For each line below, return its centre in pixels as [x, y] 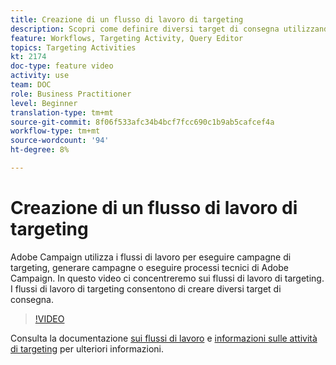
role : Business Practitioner [71, 94]
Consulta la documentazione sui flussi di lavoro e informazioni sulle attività [164, 338]
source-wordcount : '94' [60, 141]
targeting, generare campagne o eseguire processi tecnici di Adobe [149, 267]
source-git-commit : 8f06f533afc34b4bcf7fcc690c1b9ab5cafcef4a [142, 122]
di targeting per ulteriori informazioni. [87, 348]
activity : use [40, 76]
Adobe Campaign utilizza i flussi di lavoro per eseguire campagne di [151, 257]
